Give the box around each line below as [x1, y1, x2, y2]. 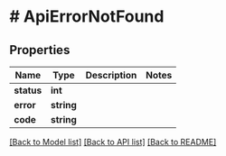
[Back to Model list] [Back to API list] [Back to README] [9, 137, 217, 147]
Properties [9, 42, 71, 58]
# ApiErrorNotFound [9, 6, 165, 27]
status [14, 84, 42, 96]
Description [85, 69, 137, 81]
